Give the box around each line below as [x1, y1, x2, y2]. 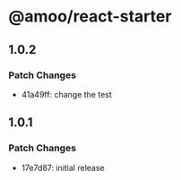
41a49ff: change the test [21, 89, 113, 99]
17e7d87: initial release [21, 162, 105, 173]
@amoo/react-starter [8, 6, 172, 27]
